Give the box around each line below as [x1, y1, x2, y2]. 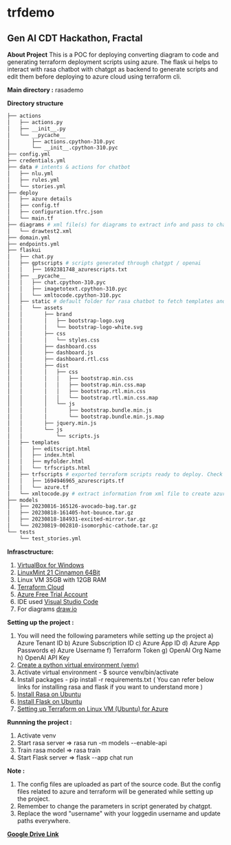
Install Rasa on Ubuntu [16, 690, 81, 698]
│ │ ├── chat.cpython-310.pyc [7, 279, 107, 286]
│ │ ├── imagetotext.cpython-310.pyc [7, 285, 128, 292]
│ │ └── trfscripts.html [7, 465, 91, 472]
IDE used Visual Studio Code [16, 597, 98, 605]
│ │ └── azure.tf [7, 483, 69, 490]
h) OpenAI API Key [16, 653, 70, 662]
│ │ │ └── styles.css [7, 336, 100, 344]
